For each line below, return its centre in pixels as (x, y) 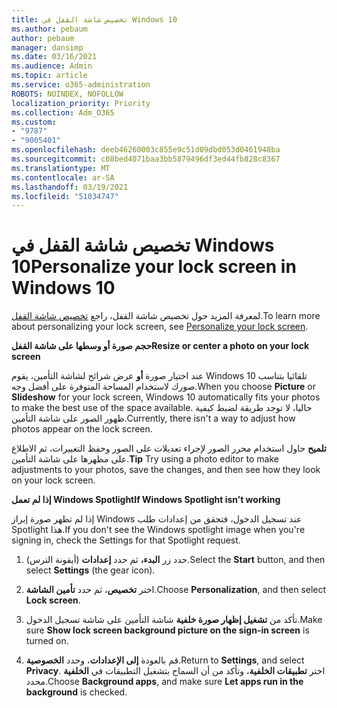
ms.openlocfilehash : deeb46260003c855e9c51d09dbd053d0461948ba (146, 150)
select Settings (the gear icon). (90, 570)
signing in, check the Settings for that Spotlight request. (126, 540)
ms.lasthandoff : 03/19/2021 (70, 187)
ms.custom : (34, 122)
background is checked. (76, 692)
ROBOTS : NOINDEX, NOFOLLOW (67, 94)
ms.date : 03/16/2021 (54, 57)
